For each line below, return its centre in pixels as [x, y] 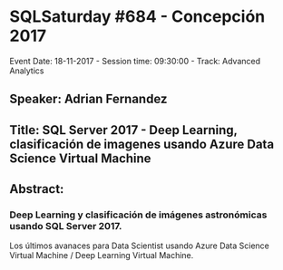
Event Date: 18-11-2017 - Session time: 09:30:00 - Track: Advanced [135, 61]
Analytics [27, 71]
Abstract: [37, 189]
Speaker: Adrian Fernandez [88, 99]
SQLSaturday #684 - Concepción [137, 17]
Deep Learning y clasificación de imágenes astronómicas [138, 215]
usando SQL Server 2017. [66, 227]
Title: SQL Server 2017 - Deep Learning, [123, 130]
